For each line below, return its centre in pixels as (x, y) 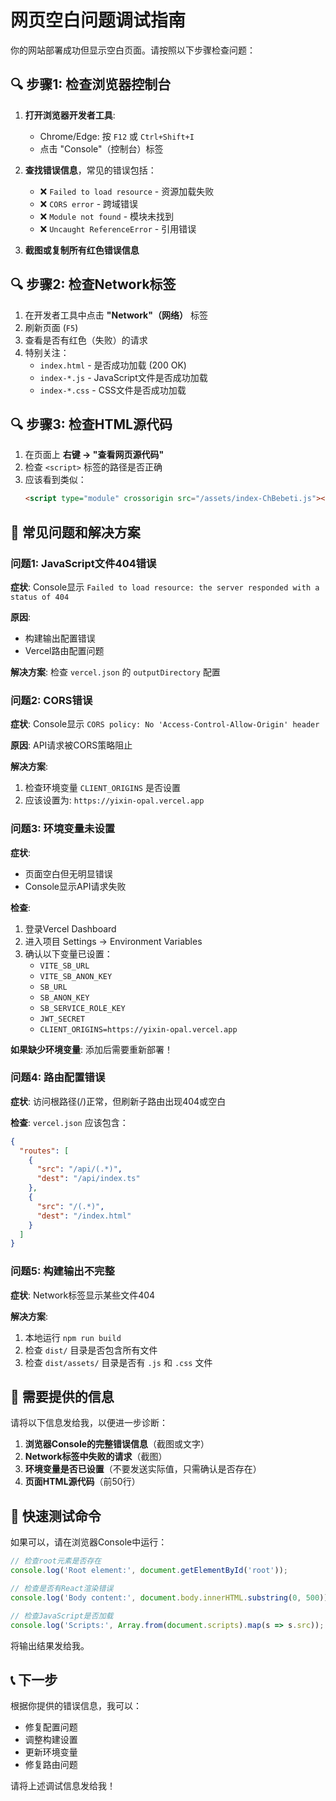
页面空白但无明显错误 (68, 873)
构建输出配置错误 (60, 638)
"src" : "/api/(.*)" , (79, 1169)
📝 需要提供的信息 (62, 1397)
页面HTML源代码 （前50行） (82, 1482)
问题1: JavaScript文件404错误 (83, 563)
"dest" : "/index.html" (84, 1216)
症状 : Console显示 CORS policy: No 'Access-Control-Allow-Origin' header (165, 724)
